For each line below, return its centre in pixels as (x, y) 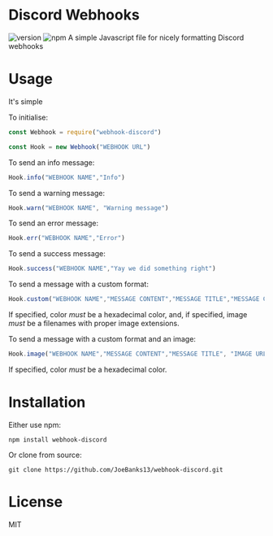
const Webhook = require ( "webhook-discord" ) (85, 132)
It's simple (26, 101)
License (36, 502)
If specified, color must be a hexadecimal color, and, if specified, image (128, 314)
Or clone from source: (45, 455)
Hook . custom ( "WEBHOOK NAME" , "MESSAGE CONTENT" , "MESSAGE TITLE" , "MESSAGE (134, 299)
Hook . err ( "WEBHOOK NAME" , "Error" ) (67, 238)
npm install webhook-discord (58, 440)
